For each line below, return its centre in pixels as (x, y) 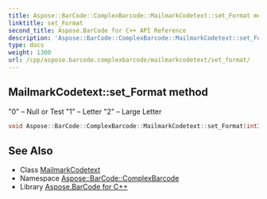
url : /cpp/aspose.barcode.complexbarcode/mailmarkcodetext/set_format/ (129, 60)
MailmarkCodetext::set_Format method (108, 92)
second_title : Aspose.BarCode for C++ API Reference (97, 30)
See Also (31, 151)
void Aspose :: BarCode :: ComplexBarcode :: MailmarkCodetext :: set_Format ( (128, 126)
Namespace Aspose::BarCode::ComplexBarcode (99, 178)
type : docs (26, 45)
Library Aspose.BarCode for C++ (74, 187)
